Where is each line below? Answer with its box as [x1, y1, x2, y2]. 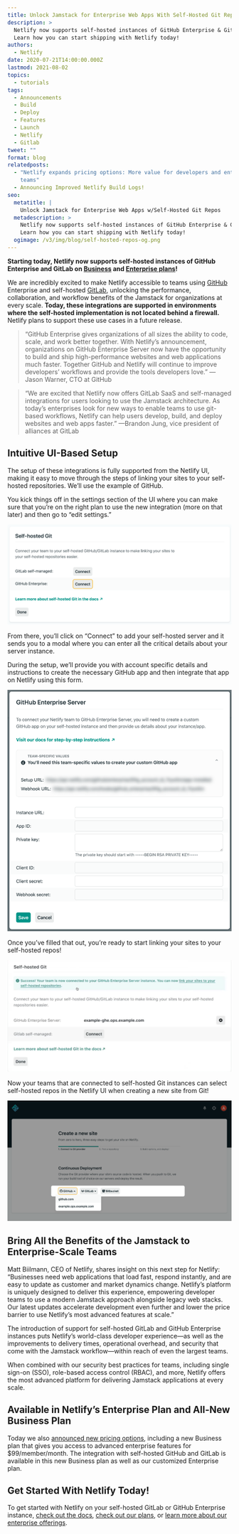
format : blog [7, 154, 46, 161]
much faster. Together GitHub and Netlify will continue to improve [24, 360, 218, 368]
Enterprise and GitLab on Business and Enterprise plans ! [7, 264, 178, 273]
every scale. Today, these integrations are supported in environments [7, 301, 217, 309]
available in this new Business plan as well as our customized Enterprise [7, 1456, 219, 1465]
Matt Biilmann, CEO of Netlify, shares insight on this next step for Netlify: [7, 1264, 221, 1273]
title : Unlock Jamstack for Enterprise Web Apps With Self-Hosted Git [7, 11, 221, 18]
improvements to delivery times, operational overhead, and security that [7, 1339, 219, 1348]
